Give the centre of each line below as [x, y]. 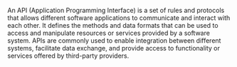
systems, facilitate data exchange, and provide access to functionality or [114, 48]
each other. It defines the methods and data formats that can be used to [113, 25]
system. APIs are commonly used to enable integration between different [114, 41]
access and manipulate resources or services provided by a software [109, 33]
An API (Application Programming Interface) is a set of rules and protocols [116, 10]
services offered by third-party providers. [68, 56]
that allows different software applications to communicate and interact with [119, 18]
